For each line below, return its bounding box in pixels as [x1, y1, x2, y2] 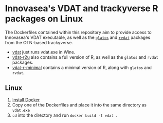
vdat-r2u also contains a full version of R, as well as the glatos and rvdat [12, 54, 159, 60]
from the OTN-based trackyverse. [5, 39, 73, 45]
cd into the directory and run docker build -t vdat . [12, 112, 118, 118]
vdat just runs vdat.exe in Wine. [12, 49, 75, 55]
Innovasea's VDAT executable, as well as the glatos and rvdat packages [5, 35, 151, 40]
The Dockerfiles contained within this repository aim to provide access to [5, 29, 152, 35]
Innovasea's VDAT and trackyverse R [5, 3, 158, 14]
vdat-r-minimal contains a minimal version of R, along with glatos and [12, 64, 152, 70]
